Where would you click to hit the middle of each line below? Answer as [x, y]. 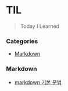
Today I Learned [40, 26]
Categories [22, 41]
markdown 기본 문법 [38, 82]
